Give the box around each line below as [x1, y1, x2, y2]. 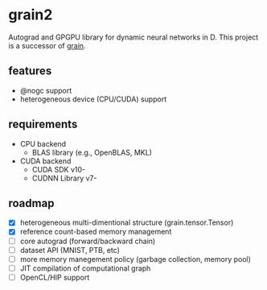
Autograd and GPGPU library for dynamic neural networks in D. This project [8, 32, 259, 42]
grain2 [8, 6, 53, 24]
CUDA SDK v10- [31, 164, 86, 174]
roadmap [8, 196, 55, 210]
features [8, 64, 52, 78]
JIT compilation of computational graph [19, 263, 151, 273]
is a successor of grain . [8, 40, 86, 50]
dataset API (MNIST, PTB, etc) [19, 245, 121, 255]
